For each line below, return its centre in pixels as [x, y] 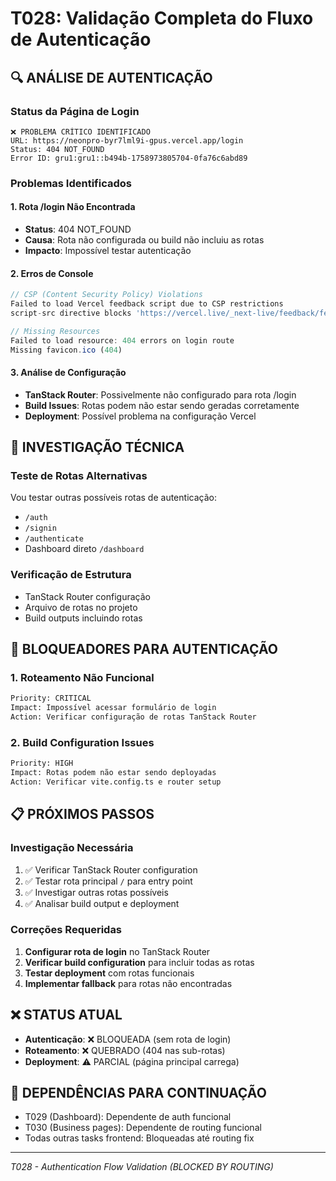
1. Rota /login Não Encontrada [73, 207]
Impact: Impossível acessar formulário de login [113, 708]
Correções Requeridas [66, 930]
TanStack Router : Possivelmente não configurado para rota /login [160, 394]
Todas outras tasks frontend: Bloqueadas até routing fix [139, 1138]
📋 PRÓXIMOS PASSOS [82, 814]
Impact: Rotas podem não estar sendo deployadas [113, 773]
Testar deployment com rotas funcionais [109, 973]
